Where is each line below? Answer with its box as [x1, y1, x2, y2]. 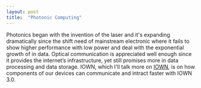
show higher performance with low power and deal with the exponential [6, 43, 185, 51]
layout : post [6, 8, 39, 15]
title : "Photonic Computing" [6, 14, 82, 20]
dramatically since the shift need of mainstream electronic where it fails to [6, 37, 190, 45]
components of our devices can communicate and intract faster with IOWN [6, 69, 193, 77]
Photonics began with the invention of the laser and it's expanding [6, 31, 170, 38]
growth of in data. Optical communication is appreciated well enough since [6, 50, 192, 57]
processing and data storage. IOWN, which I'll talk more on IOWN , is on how [6, 63, 196, 70]
